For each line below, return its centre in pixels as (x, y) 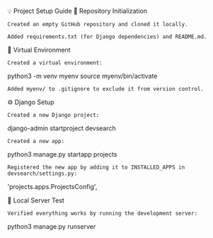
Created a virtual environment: (55, 63)
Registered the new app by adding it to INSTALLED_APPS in (96, 167)
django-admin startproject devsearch (62, 128)
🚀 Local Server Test (36, 200)
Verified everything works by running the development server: (103, 213)
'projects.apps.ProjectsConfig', (52, 187)
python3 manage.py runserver (52, 226)
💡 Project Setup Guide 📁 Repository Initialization (77, 11)
